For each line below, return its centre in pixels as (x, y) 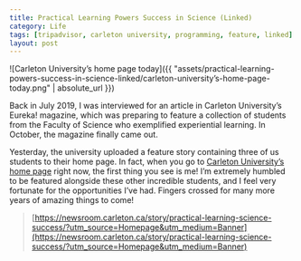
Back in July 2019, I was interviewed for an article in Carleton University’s (146, 106)
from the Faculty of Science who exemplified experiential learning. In (137, 125)
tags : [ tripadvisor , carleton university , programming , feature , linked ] (151, 34)
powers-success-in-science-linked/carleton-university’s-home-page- (140, 79)
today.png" (30, 88)
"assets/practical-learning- (224, 69)
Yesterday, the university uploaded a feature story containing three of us (144, 152)
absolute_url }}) (86, 88)
